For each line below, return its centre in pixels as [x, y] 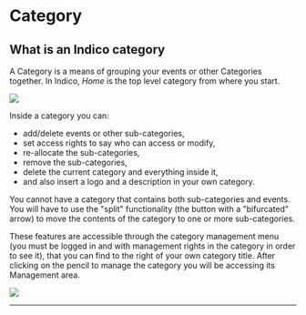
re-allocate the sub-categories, [81, 152]
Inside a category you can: [59, 116]
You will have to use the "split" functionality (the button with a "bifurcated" [149, 209]
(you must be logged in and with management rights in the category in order [153, 246]
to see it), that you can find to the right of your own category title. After [143, 255]
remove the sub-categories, [75, 162]
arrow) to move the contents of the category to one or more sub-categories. [153, 218]
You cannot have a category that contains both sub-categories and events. [150, 199]
